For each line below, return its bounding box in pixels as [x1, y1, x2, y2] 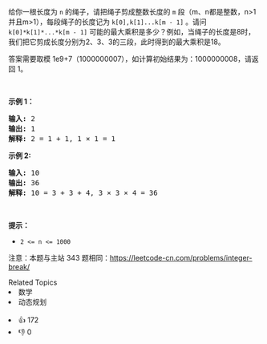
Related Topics [8, 277, 58, 287]
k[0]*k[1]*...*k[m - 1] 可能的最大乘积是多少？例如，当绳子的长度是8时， [8, 27, 256, 36]
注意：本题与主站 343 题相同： [8, 253, 111, 262]
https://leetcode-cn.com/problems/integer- [109, 253, 253, 262]
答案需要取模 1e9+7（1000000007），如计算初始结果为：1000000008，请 [8, 55, 253, 63]
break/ [8, 262, 30, 271]
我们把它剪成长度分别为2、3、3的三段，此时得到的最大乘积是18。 [8, 37, 226, 47]
